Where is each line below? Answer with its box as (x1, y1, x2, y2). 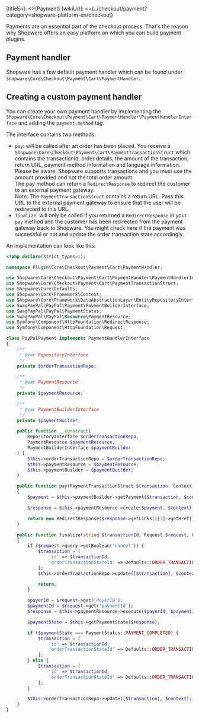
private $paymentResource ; (17, 390, 84, 396)
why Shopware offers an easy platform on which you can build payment (6, 29, 182, 36)
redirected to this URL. (14, 205, 70, 213)
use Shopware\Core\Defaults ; (6, 286, 78, 292)
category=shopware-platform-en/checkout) (6, 11, 114, 18)
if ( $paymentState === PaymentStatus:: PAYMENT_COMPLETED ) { (27, 630, 179, 636)
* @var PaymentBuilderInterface (19, 406, 99, 412)
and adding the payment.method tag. (18, 119, 105, 126)
